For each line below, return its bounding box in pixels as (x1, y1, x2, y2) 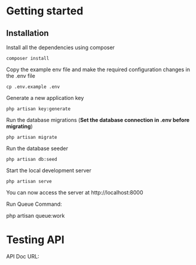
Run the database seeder (6, 145, 69, 152)
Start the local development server (6, 167, 91, 174)
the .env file (6, 72, 36, 79)
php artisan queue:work (6, 212, 65, 219)
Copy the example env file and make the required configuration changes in (6, 66, 190, 73)
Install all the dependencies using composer (6, 44, 115, 51)
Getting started (6, 4, 84, 18)
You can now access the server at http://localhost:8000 (6, 189, 143, 196)
